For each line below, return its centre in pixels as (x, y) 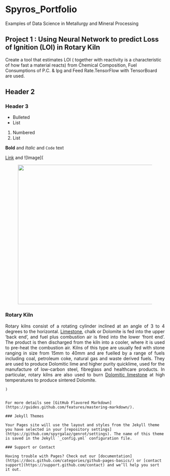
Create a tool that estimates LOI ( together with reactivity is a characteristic (83, 59)
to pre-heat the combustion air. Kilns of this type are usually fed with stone (85, 347)
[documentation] (115, 456)
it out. (13, 469)
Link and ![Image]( (24, 158)
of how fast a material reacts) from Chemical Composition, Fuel (71, 65)
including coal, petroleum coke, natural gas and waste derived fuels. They (85, 358)
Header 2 (20, 92)
